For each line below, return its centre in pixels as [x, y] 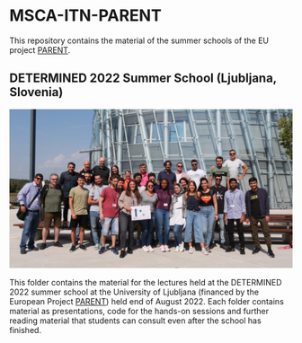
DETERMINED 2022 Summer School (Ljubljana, [143, 79]
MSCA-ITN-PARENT [85, 16]
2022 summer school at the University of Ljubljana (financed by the [134, 292]
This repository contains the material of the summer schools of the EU [139, 40]
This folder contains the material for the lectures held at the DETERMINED [146, 283]
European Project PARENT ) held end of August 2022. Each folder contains [147, 302]
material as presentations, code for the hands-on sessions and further [139, 312]
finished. [26, 330]
